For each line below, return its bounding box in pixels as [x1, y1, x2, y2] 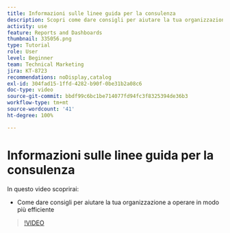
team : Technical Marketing [7, 61, 84, 68]
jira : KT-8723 [7, 67, 48, 74]
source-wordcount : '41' [7, 106, 75, 112]
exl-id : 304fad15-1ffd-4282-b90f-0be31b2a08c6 [7, 80, 142, 87]
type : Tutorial [7, 42, 51, 49]
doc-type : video [7, 86, 53, 93]
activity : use [7, 23, 48, 29]
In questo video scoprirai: [7, 184, 79, 193]
